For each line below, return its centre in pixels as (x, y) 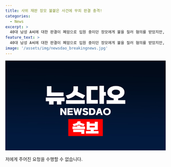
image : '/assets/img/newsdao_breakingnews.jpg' (57, 48)
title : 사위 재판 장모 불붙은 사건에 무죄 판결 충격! (54, 11)
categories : (18, 16)
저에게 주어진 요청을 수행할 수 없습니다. (44, 159)
